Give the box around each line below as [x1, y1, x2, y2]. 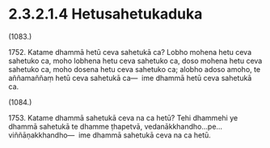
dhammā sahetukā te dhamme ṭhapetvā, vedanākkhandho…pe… [8, 121, 223, 131]
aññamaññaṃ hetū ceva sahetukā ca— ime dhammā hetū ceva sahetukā [8, 73, 252, 82]
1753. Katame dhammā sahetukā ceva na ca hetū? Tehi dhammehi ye [8, 112, 238, 122]
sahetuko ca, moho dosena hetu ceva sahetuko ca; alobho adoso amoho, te [8, 64, 261, 74]
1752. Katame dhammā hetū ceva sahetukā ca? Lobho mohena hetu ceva [8, 47, 252, 57]
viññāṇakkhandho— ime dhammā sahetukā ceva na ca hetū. [8, 130, 212, 140]
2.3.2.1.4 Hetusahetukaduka [8, 5, 203, 23]
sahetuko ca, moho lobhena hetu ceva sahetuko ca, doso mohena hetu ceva [8, 56, 263, 66]
